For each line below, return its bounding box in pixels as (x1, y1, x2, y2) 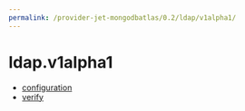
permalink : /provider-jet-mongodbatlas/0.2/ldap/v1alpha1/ (8, 13, 237, 23)
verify (21, 91, 44, 102)
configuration (21, 82, 73, 93)
